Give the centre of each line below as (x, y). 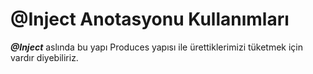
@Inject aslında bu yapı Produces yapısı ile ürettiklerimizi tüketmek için (157, 47)
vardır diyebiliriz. (44, 57)
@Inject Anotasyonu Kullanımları (150, 19)
